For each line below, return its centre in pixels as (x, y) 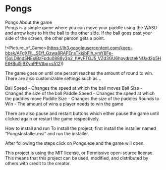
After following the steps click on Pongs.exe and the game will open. (75, 143)
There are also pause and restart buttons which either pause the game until (82, 113)
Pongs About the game (28, 22)
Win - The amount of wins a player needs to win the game (64, 104)
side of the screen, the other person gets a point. (55, 38)
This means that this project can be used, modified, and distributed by (77, 158)
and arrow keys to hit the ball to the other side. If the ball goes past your (79, 33)
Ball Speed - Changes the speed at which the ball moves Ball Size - (74, 88)
